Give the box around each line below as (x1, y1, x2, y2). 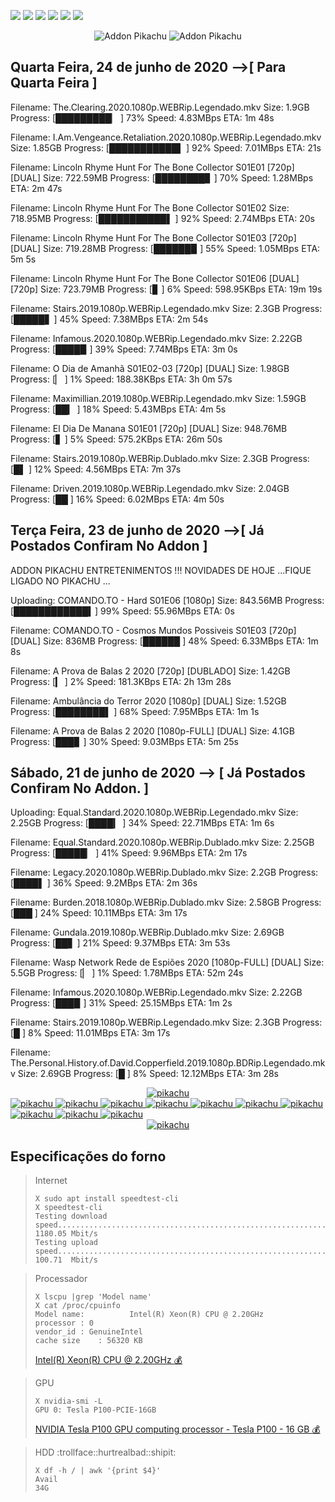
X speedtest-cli (34, 1203, 103, 1213)
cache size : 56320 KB (34, 1336, 143, 1346)
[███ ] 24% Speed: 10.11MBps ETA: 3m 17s (10, 907, 188, 919)
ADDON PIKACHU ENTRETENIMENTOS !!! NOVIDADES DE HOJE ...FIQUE (10, 564, 312, 576)
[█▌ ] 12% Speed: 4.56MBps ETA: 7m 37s (10, 463, 182, 475)
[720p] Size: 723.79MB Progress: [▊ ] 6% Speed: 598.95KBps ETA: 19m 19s (10, 283, 323, 295)
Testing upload (34, 1238, 99, 1248)
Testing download (34, 1211, 108, 1222)
